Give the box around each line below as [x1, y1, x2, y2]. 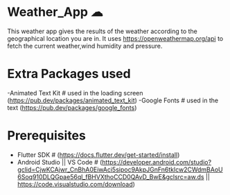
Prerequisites [7, 128, 87, 144]
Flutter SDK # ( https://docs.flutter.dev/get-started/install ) [17, 150, 180, 159]
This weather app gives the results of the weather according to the [7, 27, 197, 35]
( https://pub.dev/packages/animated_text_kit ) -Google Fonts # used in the [7, 96, 219, 104]
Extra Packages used [7, 66, 131, 82]
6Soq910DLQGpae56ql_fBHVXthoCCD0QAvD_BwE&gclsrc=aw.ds [17, 172, 204, 180]
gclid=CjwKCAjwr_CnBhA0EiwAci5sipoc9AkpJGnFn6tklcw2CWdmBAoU [17, 165, 223, 174]
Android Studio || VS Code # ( [17, 158, 103, 166]
